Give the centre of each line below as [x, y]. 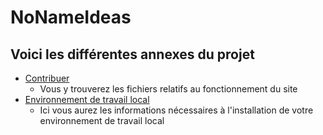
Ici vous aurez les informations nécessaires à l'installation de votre [176, 110]
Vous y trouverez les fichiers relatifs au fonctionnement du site [168, 89]
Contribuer [47, 78]
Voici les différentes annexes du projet [132, 54]
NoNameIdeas [71, 17]
